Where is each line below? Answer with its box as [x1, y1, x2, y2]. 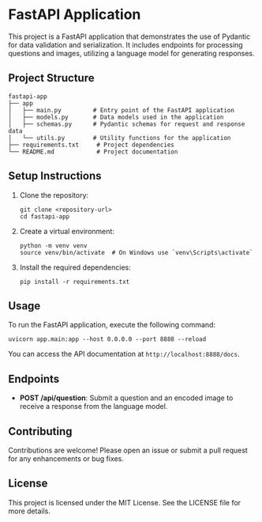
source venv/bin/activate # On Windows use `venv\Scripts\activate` [19, 248, 254, 256]
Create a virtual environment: [19, 226, 114, 236]
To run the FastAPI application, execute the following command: [8, 320, 215, 330]
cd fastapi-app [19, 212, 70, 221]
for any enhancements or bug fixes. [8, 454, 125, 463]
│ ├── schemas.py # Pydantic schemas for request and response [8, 120, 245, 128]
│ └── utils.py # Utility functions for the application [8, 134, 231, 142]
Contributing [8, 425, 73, 438]
